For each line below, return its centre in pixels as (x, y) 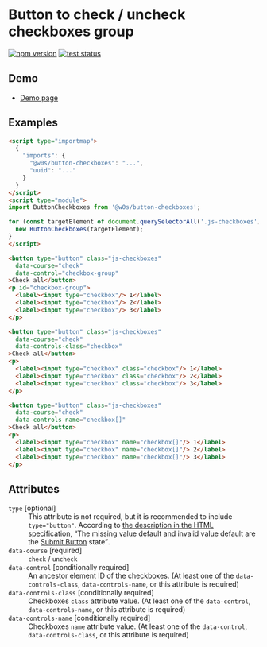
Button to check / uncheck (97, 15)
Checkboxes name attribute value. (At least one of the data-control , (138, 626)
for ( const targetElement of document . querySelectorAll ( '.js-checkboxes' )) (136, 222)
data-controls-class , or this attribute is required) (108, 635)
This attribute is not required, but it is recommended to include (130, 517)
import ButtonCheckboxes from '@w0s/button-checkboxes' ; (104, 207)
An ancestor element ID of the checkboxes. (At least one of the (131, 576)
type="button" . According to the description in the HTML (121, 525)
